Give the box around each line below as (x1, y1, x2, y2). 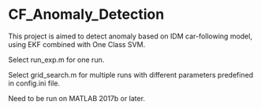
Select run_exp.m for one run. (8, 55, 105, 64)
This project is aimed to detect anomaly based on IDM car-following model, (8, 31, 252, 41)
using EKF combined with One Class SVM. (8, 39, 146, 49)
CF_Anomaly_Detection (8, 5, 165, 24)
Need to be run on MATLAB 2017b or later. (8, 93, 146, 103)
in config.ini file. (8, 78, 61, 88)
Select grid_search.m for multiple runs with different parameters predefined (8, 70, 254, 79)
